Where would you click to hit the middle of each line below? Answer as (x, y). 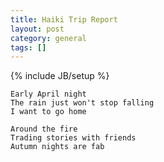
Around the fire (44, 129)
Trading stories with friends (73, 138)
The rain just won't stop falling (82, 103)
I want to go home (48, 112)
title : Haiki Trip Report (64, 19)
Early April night (48, 94)
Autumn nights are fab (57, 147)
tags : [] (28, 47)
